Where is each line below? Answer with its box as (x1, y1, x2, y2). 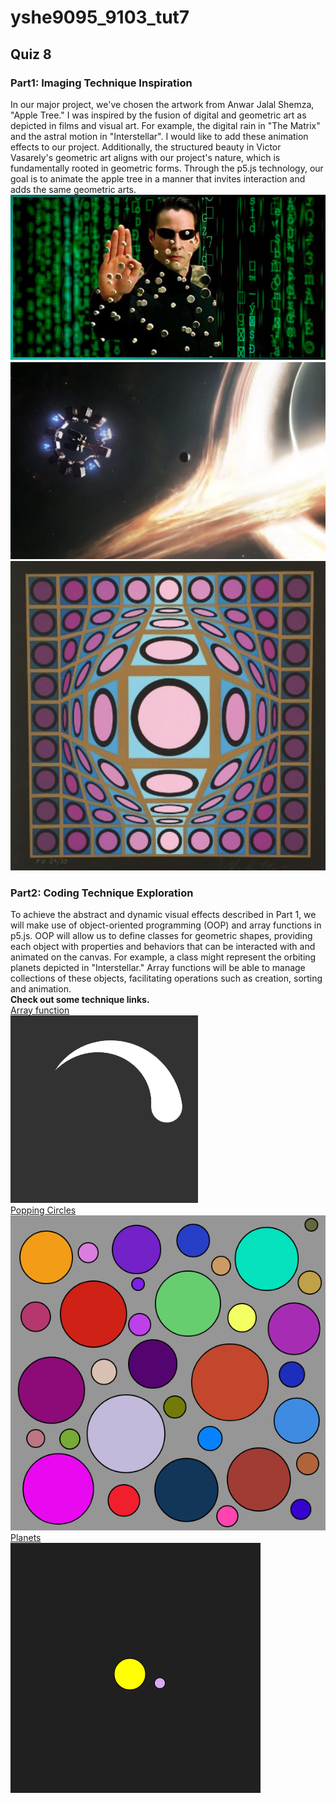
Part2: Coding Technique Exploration (10, 886, 194, 900)
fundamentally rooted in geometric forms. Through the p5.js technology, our (10, 162, 324, 174)
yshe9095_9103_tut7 (10, 6, 190, 29)
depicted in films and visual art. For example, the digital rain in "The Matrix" (10, 119, 321, 131)
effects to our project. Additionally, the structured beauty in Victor (10, 141, 282, 153)
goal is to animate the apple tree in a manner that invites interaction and (10, 172, 306, 185)
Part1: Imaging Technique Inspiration (10, 76, 193, 90)
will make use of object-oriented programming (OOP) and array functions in (10, 919, 322, 931)
